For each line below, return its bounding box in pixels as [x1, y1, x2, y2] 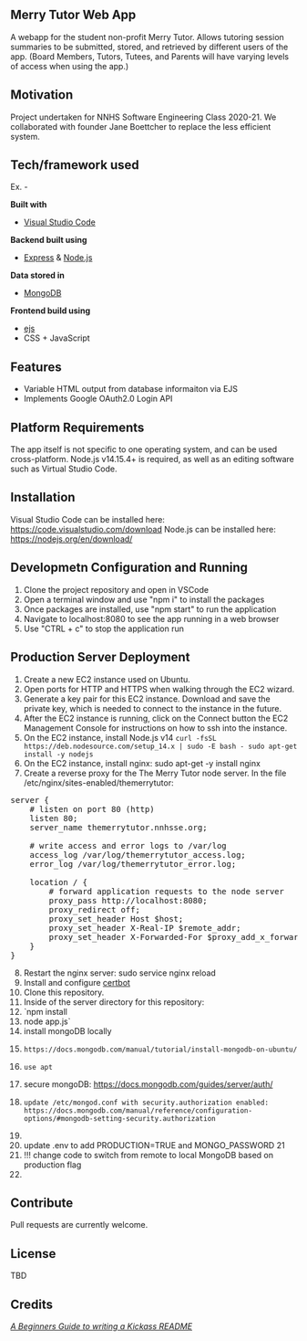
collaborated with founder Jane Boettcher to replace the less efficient [10, 121, 271, 132]
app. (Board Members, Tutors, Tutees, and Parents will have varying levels [10, 50, 290, 62]
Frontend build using [10, 305, 90, 316]
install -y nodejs [23, 749, 94, 759]
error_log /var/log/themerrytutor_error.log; [29, 859, 237, 869]
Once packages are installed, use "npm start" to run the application [23, 603, 277, 615]
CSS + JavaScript [23, 333, 90, 343]
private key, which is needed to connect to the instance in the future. [23, 702, 281, 713]
